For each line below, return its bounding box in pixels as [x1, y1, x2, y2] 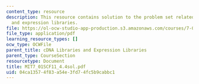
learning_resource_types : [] [6, 36, 78, 42]
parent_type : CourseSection [6, 53, 76, 59]
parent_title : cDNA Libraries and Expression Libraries [6, 47, 147, 53]
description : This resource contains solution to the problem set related [6, 14, 195, 20]
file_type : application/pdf [6, 31, 76, 37]
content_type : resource [6, 8, 65, 15]
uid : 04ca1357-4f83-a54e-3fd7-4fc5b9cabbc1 [6, 69, 115, 75]
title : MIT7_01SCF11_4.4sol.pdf [6, 63, 86, 70]
